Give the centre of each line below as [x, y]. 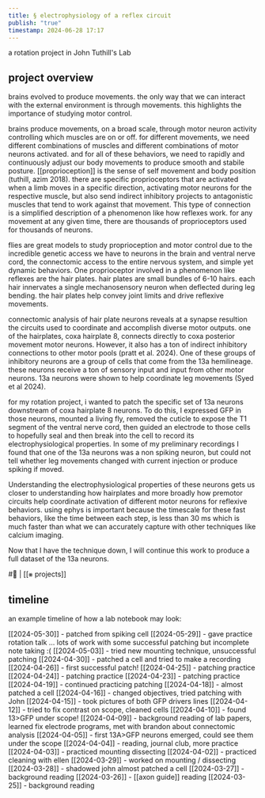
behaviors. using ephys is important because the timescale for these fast [127, 510]
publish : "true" [35, 23]
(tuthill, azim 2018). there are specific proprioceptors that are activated [123, 180]
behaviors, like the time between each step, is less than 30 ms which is [124, 519]
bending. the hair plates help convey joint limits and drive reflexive [116, 296]
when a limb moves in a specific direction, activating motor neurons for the [130, 188]
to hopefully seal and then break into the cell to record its [101, 435]
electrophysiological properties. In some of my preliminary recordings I [123, 444]
